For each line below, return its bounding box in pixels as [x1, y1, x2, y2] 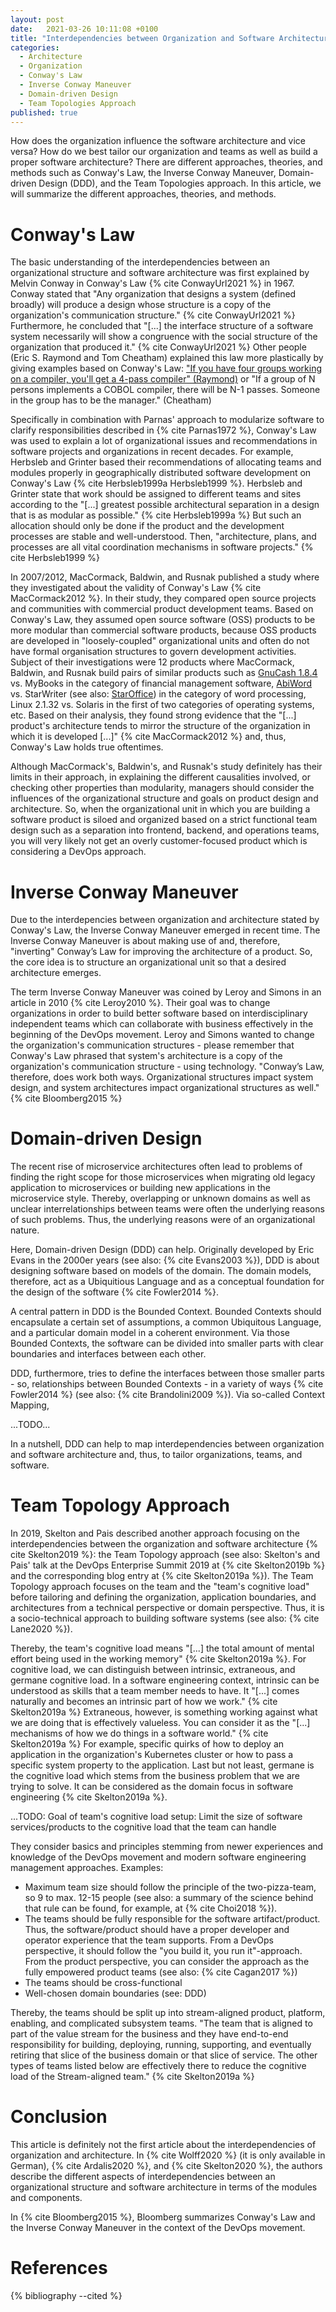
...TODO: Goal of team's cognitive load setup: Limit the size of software [10, 1811, 303, 1823]
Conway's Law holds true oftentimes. [10, 741, 164, 753]
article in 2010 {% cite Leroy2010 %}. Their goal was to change [10, 997, 271, 1009]
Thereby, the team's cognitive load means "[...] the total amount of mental [10, 1642, 315, 1655]
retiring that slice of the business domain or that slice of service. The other [10, 2049, 318, 2061]
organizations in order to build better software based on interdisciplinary [10, 1007, 308, 1020]
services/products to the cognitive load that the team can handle [10, 1821, 277, 1833]
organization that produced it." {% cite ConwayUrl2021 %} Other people [10, 341, 307, 353]
